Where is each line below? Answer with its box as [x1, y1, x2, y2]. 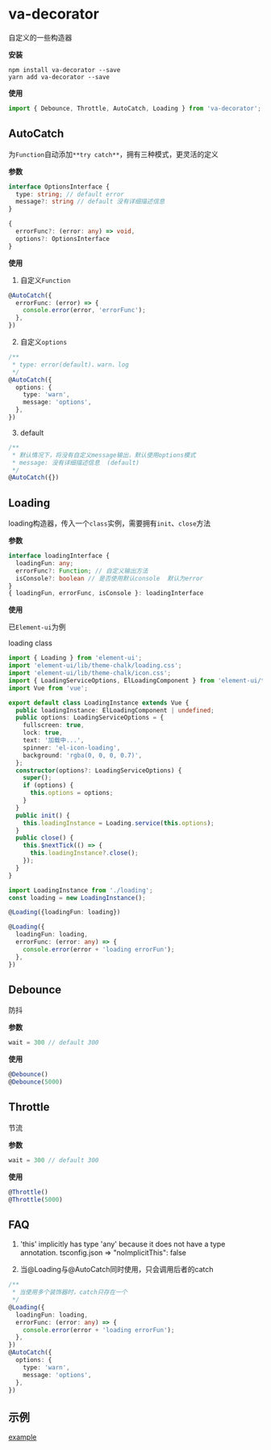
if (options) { [23, 781, 74, 789]
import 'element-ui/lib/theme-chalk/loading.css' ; [8, 662, 182, 670]
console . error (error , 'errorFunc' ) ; [23, 306, 147, 315]
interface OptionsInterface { [8, 183, 110, 191]
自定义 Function [19, 275, 71, 285]
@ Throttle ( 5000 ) [8, 1195, 63, 1203]
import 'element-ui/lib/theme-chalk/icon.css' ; [8, 669, 172, 678]
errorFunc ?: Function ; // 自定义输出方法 [15, 567, 148, 575]
